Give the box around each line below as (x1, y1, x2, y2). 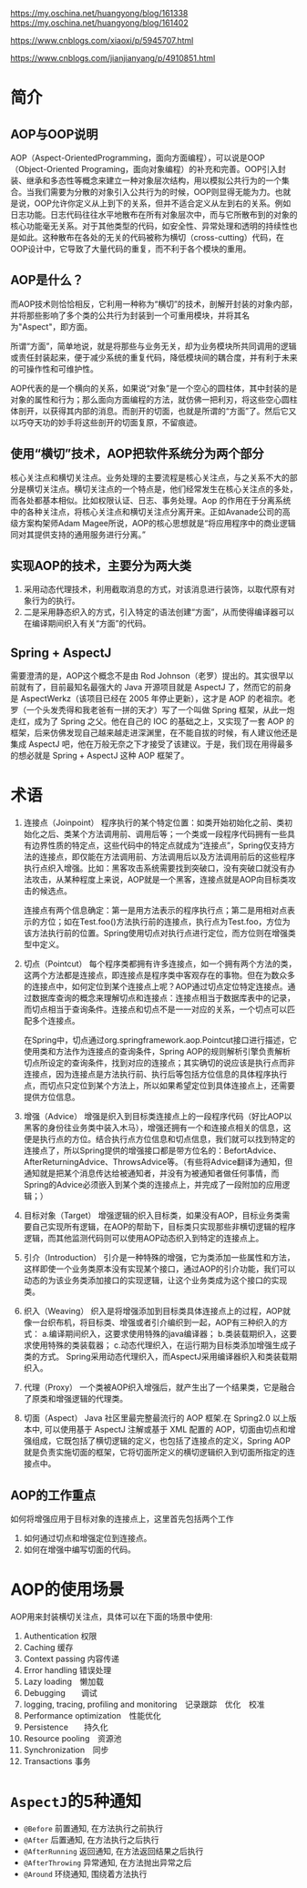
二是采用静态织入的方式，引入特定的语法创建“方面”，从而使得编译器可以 (23, 607, 295, 617)
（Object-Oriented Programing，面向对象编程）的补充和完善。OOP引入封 (10, 164, 286, 174)
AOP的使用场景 (10, 1579, 125, 1600)
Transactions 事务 (23, 1755, 91, 1766)
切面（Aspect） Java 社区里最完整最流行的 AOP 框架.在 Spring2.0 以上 (23, 1413, 290, 1424)
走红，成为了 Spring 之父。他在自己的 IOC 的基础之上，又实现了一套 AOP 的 (10, 716, 295, 727)
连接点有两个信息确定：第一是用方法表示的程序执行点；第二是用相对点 (23, 905, 288, 916)
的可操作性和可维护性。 (10, 363, 98, 374)
